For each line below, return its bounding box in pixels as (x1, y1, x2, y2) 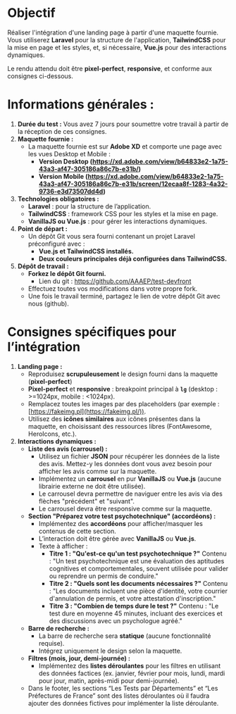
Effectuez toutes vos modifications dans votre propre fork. (27, 284, 198, 293)
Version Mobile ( (38, 172, 88, 180)
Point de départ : (17, 224, 68, 233)
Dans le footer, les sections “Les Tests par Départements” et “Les (27, 684, 218, 692)
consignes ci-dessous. (7, 72, 74, 80)
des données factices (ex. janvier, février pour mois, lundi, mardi (38, 669, 225, 677)
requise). (38, 639, 65, 647)
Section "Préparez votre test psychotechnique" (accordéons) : (27, 512, 216, 520)
